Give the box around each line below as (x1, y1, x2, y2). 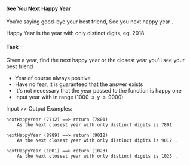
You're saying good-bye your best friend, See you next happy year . (6, 18, 173, 25)
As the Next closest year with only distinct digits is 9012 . (17, 137, 178, 143)
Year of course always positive (14, 75, 91, 82)
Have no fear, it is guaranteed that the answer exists (14, 81, 143, 88)
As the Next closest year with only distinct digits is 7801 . (17, 122, 178, 128)
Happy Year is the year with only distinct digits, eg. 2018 (6, 30, 145, 37)
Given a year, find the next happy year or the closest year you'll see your (6, 57, 185, 64)
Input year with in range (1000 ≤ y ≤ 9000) (14, 93, 124, 101)
